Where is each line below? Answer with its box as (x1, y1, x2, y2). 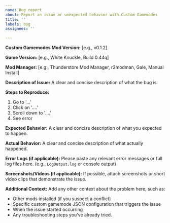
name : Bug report (5, 7, 42, 13)
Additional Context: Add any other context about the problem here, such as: (5, 186, 165, 192)
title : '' (5, 17, 26, 22)
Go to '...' (12, 99, 31, 105)
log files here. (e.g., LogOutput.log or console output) (5, 161, 117, 167)
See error (12, 115, 33, 122)
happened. (5, 145, 28, 152)
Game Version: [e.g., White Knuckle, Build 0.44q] (5, 54, 109, 61)
